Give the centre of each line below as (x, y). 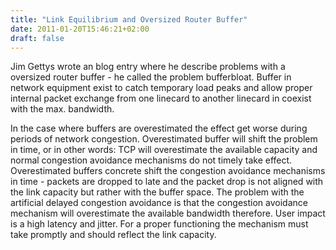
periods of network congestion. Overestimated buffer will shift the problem (164, 139)
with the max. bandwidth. (62, 109)
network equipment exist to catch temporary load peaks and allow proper (161, 88)
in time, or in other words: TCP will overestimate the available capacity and (164, 150)
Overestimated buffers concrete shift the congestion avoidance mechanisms (168, 171)
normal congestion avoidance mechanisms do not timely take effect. (151, 160)
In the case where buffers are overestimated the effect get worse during (159, 128)
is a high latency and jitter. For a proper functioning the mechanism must (159, 224)
